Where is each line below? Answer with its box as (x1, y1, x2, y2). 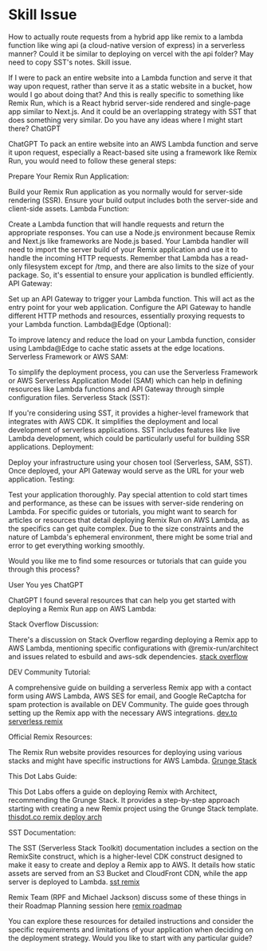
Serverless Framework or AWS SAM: (8, 352, 129, 361)
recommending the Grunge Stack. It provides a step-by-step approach (8, 795, 240, 804)
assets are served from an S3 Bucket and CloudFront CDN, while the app (8, 868, 248, 878)
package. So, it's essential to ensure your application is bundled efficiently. (8, 269, 255, 280)
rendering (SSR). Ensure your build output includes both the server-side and (8, 195, 258, 205)
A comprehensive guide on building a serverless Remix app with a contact (8, 682, 252, 692)
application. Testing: (8, 474, 75, 484)
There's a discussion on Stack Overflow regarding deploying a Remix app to (8, 635, 258, 644)
